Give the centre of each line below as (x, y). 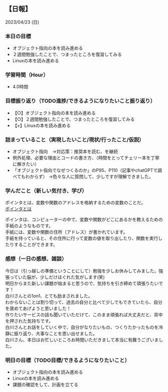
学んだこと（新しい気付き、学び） (46, 190)
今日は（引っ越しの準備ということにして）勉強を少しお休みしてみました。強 (84, 271)
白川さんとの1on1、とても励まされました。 (49, 296)
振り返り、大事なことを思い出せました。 (56, 333)
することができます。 (36, 245)
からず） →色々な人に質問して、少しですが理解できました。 (92, 176)
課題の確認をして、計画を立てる (45, 384)
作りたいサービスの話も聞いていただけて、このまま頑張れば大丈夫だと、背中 (84, 314)
